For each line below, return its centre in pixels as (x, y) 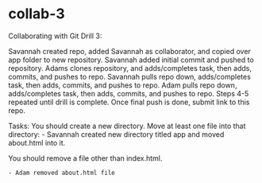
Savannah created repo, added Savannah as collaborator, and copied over (130, 51)
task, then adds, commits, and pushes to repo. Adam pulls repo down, (123, 85)
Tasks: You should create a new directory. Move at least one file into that (127, 126)
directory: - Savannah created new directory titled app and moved (116, 134)
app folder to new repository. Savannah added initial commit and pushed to (131, 60)
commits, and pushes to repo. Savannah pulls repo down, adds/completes (130, 76)
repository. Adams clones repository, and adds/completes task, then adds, (130, 68)
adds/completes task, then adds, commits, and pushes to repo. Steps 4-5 (129, 93)
